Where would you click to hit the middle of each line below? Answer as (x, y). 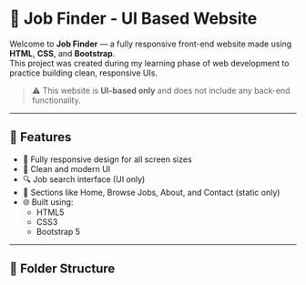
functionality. (56, 100)
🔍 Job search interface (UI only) (84, 179)
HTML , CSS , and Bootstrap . (62, 53)
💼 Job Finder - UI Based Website (133, 19)
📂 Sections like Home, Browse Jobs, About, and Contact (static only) (151, 192)
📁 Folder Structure (62, 269)
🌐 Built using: (48, 202)
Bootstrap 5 (58, 231)
